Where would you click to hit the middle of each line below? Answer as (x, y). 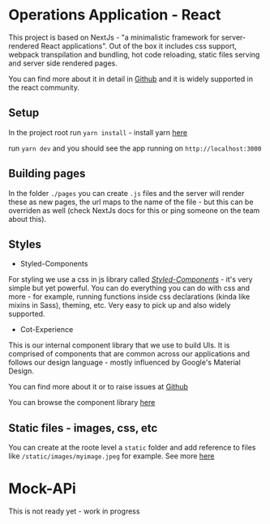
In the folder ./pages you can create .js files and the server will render (126, 193)
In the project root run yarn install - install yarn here (98, 132)
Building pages (47, 174)
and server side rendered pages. (63, 63)
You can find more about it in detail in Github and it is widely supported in (131, 79)
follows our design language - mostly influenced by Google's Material (124, 363)
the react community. (44, 87)
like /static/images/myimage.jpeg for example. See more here (111, 456)
